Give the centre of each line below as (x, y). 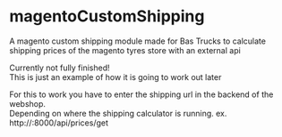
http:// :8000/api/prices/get (59, 123)
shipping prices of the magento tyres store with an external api (125, 50)
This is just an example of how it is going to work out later (115, 77)
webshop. (28, 103)
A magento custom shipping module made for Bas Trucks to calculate (138, 41)
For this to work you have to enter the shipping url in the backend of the (141, 94)
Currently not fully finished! (60, 68)
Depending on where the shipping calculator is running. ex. (118, 113)
